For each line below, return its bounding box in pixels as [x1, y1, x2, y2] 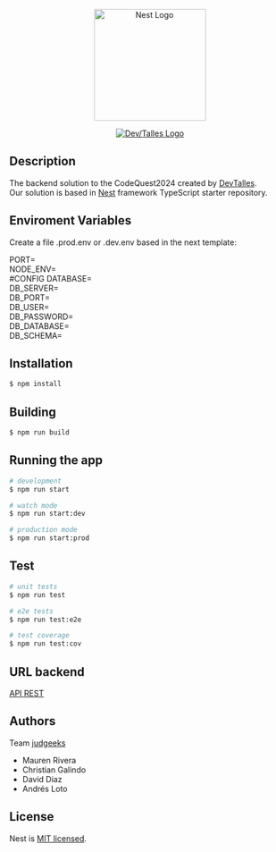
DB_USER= [9, 301, 50, 312]
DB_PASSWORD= [9, 311, 74, 322]
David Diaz [21, 773, 63, 784]
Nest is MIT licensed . [9, 832, 88, 844]
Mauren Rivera [21, 755, 77, 765]
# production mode [9, 526, 78, 535]
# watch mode [9, 501, 58, 510]
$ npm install [9, 380, 63, 389]
